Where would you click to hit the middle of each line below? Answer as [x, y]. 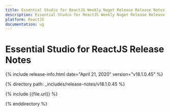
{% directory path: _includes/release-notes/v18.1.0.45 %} [65, 84]
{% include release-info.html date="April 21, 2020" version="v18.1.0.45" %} [84, 74]
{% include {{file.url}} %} [32, 94]
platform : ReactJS [25, 19]
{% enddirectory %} [26, 104]
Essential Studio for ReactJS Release [85, 49]
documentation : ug [25, 24]
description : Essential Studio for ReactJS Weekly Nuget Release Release [85, 15]
